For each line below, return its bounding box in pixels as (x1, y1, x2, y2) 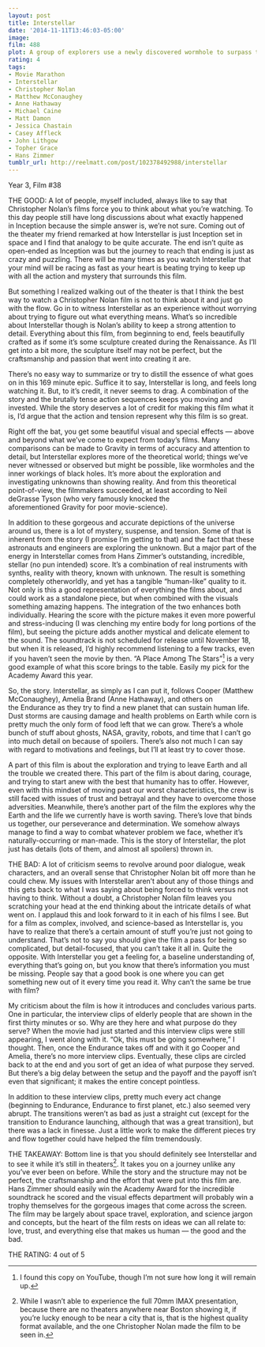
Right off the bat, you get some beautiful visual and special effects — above (8, 427, 255, 436)
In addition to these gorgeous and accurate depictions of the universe (8, 518, 235, 527)
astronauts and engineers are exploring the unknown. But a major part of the (8, 543, 257, 552)
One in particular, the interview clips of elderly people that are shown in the (8, 1009, 252, 1019)
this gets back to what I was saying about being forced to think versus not (8, 884, 248, 894)
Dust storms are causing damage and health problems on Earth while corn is (8, 711, 257, 720)
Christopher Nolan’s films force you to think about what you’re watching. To (8, 204, 254, 214)
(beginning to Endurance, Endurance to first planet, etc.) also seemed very (8, 1100, 251, 1110)
